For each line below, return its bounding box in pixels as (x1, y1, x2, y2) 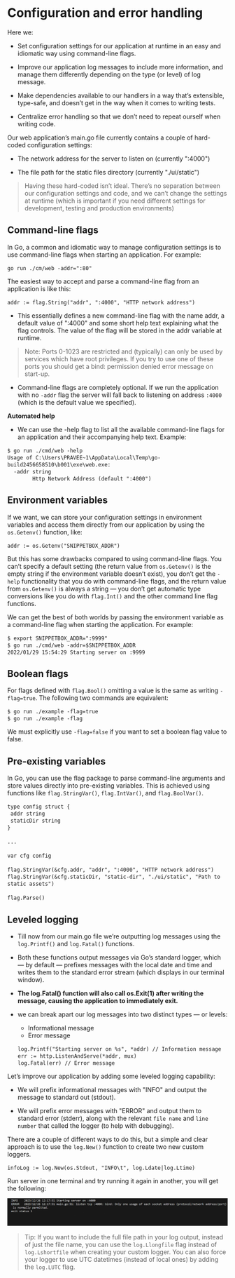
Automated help (7, 412, 55, 420)
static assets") (7, 880, 55, 888)
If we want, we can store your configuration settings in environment (7, 513, 202, 521)
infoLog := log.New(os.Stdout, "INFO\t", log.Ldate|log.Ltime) (7, 1164, 196, 1171)
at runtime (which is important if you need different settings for (24, 196, 206, 205)
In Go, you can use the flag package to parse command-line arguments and (7, 774, 225, 783)
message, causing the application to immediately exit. (17, 997, 178, 1004)
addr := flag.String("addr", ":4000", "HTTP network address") (7, 299, 196, 306)
